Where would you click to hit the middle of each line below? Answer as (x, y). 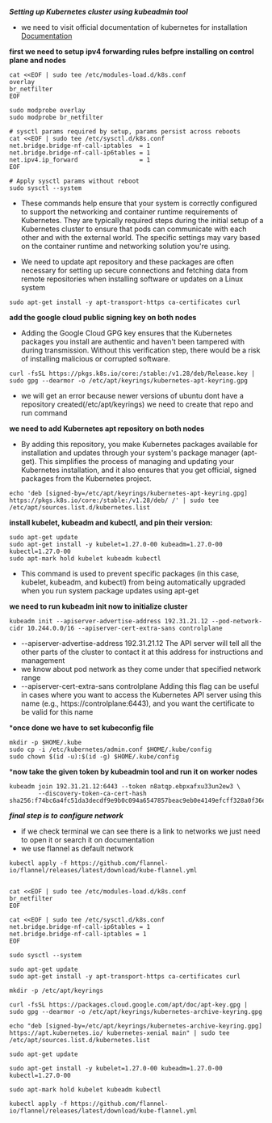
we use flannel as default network (77, 849)
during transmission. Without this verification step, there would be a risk (140, 350)
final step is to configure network (66, 815)
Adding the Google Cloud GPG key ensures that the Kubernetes (126, 333)
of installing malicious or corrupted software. (95, 359)
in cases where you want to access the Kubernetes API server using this (141, 695)
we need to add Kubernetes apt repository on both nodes (107, 429)
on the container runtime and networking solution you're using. (126, 246)
